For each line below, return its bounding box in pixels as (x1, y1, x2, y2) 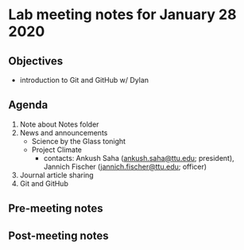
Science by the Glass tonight (31, 136, 126, 146)
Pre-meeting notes (8, 201, 103, 216)
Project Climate (31, 145, 82, 154)
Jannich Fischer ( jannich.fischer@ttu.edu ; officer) (43, 162, 207, 171)
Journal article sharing (19, 170, 94, 180)
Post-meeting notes (8, 229, 109, 242)
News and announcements (19, 127, 108, 137)
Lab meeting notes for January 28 (8, 6, 237, 24)
